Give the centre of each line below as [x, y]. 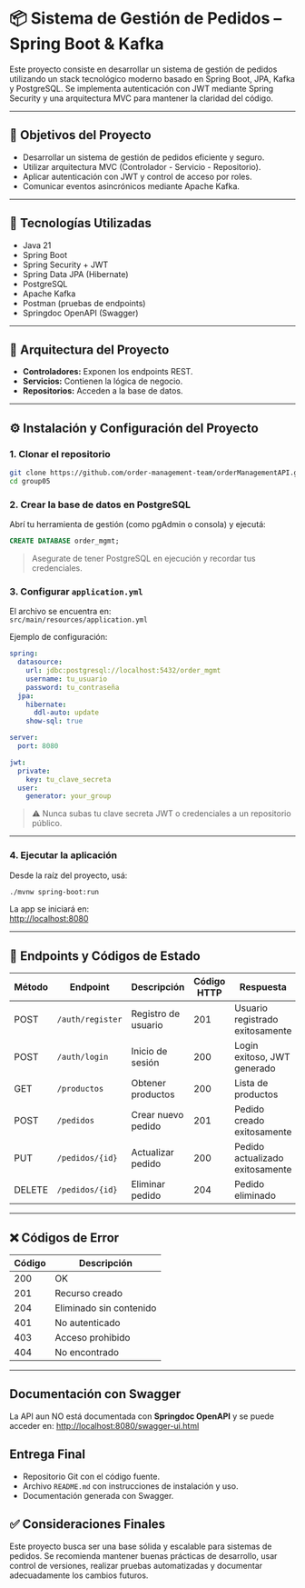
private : [34, 771]
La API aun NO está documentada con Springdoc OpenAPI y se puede [142, 1416]
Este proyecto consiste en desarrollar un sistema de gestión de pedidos [143, 69]
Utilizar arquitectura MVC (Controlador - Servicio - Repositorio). [142, 166]
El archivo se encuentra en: [60, 612]
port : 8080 [38, 746]
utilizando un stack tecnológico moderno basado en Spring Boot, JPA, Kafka [152, 78]
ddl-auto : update [66, 713]
